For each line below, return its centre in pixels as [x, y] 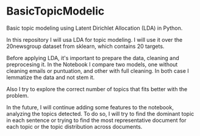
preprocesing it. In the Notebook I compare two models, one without [92, 64]
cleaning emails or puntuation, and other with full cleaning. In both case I [98, 70]
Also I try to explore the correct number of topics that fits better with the [97, 89]
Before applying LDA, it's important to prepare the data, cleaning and [93, 58]
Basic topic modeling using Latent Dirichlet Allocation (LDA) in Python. [95, 28]
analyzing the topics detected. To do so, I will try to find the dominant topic [100, 114]
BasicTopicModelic [55, 11]
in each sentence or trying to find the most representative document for [97, 120]
